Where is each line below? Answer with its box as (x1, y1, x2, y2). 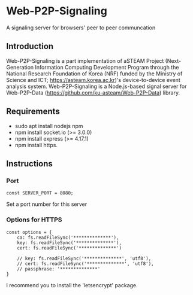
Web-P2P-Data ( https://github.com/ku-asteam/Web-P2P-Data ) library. (6, 89, 180, 96)
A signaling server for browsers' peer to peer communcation (6, 24, 156, 31)
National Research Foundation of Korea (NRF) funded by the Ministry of (6, 70, 183, 77)
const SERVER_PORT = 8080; (6, 190, 74, 196)
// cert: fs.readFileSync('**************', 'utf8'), (17, 260, 154, 267)
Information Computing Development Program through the (35, 63, 179, 71)
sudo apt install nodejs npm (14, 122, 83, 129)
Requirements (6, 107, 60, 117)
